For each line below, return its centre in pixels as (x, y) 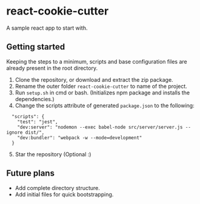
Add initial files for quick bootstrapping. (64, 194)
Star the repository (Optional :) (53, 154)
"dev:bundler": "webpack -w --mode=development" (80, 137)
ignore (15, 132)
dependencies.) (35, 99)
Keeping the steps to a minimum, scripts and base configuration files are (97, 61)
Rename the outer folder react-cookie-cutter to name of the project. (101, 86)
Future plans (30, 173)
